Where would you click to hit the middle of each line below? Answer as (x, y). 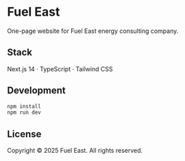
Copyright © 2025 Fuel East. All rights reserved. (75, 151)
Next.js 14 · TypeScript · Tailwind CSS (60, 69)
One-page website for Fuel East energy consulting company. (93, 31)
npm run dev (24, 113)
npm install (24, 106)
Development (37, 91)
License (24, 134)
